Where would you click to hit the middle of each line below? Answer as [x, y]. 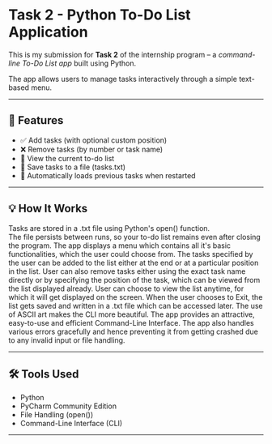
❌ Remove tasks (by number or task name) [91, 149]
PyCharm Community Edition [68, 406]
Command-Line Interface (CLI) [71, 424]
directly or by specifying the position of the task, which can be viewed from [134, 280]
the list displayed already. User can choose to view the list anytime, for [126, 288]
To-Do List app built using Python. [79, 63]
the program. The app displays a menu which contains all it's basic [120, 245]
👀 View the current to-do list [67, 158]
